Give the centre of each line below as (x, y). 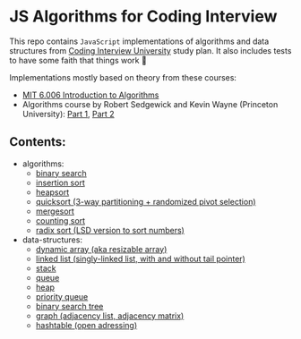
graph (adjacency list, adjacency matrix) (110, 316)
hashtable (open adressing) (86, 325)
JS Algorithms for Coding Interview (143, 17)
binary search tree (69, 306)
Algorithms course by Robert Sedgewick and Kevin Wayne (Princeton (150, 104)
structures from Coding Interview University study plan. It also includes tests (150, 50)
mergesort (55, 211)
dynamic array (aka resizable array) (101, 249)
